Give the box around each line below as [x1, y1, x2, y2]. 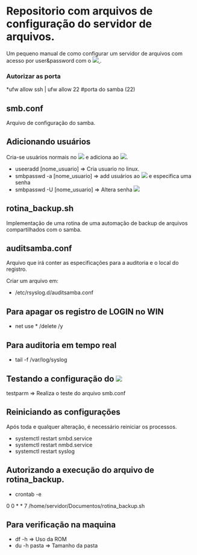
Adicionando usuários [6, 137, 91, 147]
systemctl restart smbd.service [14, 434, 92, 442]
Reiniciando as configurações [6, 407, 120, 417]
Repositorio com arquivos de [6, 4, 153, 18]
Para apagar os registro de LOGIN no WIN [6, 306, 164, 317]
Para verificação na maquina [6, 519, 116, 530]
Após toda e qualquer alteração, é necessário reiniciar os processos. [6, 423, 177, 430]
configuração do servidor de [6, 17, 152, 31]
